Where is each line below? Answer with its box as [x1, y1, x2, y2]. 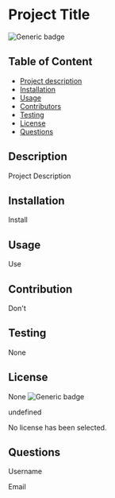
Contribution [8, 282, 73, 296]
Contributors [19, 101, 62, 111]
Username [8, 467, 43, 477]
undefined [8, 407, 42, 417]
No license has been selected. [8, 422, 107, 432]
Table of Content [8, 55, 93, 68]
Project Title [8, 6, 90, 24]
